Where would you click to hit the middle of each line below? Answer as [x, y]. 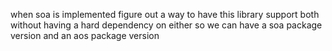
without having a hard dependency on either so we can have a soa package [166, 25]
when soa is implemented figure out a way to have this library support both [165, 14]
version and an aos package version [85, 35]
